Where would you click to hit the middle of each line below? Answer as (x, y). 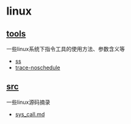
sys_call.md (30, 114)
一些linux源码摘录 (28, 102)
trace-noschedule (38, 67)
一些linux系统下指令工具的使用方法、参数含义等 (65, 49)
